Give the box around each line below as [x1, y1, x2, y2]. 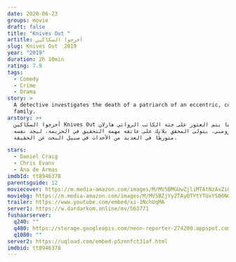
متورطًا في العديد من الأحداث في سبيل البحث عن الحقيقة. [13, 134, 178, 141]
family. [13, 108, 37, 115]
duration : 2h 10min [7, 56, 65, 63]
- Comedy [13, 75, 39, 83]
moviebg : [7, 192, 33, 200]
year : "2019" [7, 50, 46, 57]
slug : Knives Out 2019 [7, 43, 77, 50]
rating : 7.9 [7, 62, 42, 69]
